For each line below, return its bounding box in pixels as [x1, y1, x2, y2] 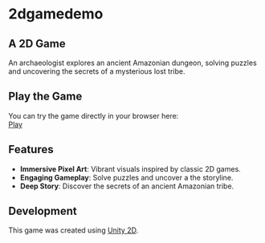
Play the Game [8, 90, 83, 103]
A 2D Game [8, 37, 66, 51]
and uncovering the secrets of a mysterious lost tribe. [8, 67, 186, 76]
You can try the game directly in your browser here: [8, 111, 179, 120]
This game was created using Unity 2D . [8, 225, 139, 235]
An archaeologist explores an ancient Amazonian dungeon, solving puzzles [8, 58, 257, 67]
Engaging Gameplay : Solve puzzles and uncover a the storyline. [19, 172, 234, 182]
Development [8, 205, 78, 218]
